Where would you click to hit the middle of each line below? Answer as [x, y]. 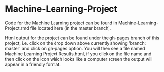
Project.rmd [17, 28]
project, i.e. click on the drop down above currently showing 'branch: [76, 43]
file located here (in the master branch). [71, 28]
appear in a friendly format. [33, 64]
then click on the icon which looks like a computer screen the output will [79, 59]
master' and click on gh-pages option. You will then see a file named [75, 48]
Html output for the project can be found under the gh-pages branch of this [82, 38]
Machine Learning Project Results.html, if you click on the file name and [78, 54]
